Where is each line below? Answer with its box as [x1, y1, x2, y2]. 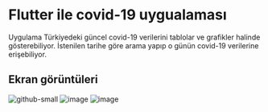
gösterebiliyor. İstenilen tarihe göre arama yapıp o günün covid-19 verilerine [8, 40, 259, 50]
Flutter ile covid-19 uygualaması [8, 6, 227, 24]
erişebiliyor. [8, 49, 47, 59]
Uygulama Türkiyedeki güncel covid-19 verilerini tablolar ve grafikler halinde [8, 32, 261, 42]
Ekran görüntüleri [8, 73, 98, 86]
